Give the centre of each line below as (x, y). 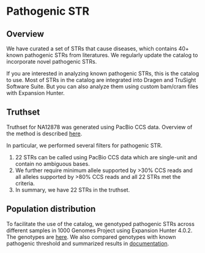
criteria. (25, 183)
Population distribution (51, 209)
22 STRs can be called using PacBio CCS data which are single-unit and (106, 157)
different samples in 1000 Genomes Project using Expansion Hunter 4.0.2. (99, 230)
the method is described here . (44, 134)
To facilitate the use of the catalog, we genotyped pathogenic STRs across (100, 224)
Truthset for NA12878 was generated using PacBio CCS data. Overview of (99, 127)
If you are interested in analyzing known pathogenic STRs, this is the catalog (103, 74)
